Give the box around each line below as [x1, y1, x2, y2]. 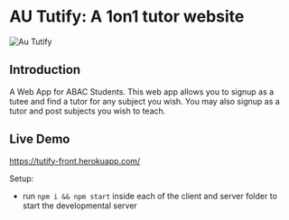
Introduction [9, 62, 81, 78]
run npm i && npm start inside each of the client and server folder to [22, 190, 278, 201]
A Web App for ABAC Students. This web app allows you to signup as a [9, 86, 275, 96]
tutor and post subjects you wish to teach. [9, 105, 166, 116]
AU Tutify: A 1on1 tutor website [9, 6, 245, 27]
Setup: [9, 173, 34, 184]
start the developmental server [22, 200, 137, 211]
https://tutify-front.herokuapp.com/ [9, 155, 141, 166]
